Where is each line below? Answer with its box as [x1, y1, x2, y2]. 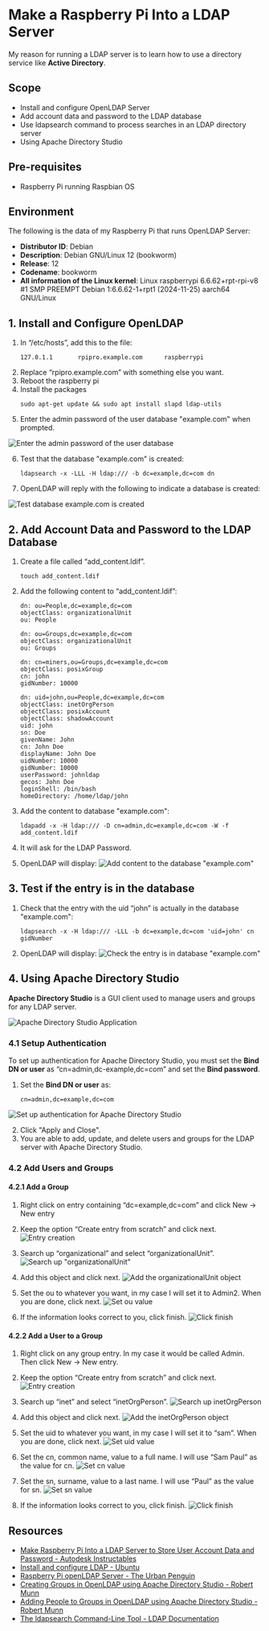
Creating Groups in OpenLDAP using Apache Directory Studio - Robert [19, 1579, 254, 1589]
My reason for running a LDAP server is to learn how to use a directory [8, 49, 243, 59]
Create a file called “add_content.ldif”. [19, 557, 146, 566]
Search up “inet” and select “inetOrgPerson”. [19, 1397, 169, 1406]
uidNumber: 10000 [19, 757, 79, 765]
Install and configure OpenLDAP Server [19, 102, 150, 112]
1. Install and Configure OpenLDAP [8, 316, 184, 330]
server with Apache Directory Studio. [19, 1142, 143, 1152]
